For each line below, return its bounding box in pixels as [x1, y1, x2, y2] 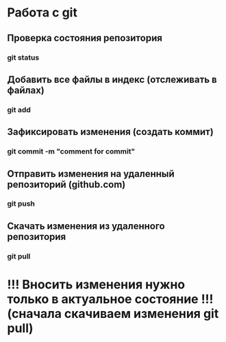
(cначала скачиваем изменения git [7, 306, 219, 321]
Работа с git [7, 5, 77, 21]
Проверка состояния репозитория [7, 32, 163, 44]
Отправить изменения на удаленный [7, 168, 175, 180]
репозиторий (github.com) [7, 178, 126, 190]
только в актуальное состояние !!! [7, 291, 214, 306]
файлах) [7, 84, 45, 96]
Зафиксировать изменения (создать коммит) [7, 126, 214, 138]
